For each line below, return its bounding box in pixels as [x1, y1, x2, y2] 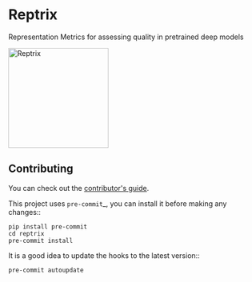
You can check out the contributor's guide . [8, 183, 150, 193]
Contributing [8, 162, 74, 176]
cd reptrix [8, 229, 45, 237]
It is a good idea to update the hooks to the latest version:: [8, 250, 200, 260]
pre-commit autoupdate [8, 266, 84, 274]
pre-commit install [8, 236, 74, 244]
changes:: [8, 207, 42, 216]
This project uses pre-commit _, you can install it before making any [8, 198, 227, 209]
